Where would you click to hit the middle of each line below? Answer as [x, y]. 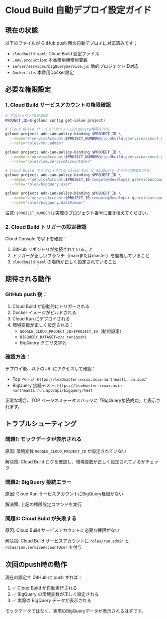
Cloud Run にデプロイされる [41, 318]
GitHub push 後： [26, 295]
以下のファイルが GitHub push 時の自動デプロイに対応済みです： [72, 43]
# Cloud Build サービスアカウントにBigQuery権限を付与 [57, 129]
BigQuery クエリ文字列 [43, 342]
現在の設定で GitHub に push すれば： [44, 577]
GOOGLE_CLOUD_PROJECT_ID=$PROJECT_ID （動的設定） [72, 331]
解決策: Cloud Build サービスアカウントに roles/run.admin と [67, 541]
